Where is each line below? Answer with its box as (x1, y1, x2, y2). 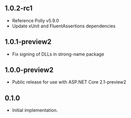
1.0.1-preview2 (5, 37, 51, 46)
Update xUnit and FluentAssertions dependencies (12, 23, 116, 29)
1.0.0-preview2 (5, 66, 54, 74)
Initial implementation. (12, 107, 58, 113)
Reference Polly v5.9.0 (12, 17, 59, 23)
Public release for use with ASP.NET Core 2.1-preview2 (12, 79, 126, 85)
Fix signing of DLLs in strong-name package (12, 51, 104, 57)
